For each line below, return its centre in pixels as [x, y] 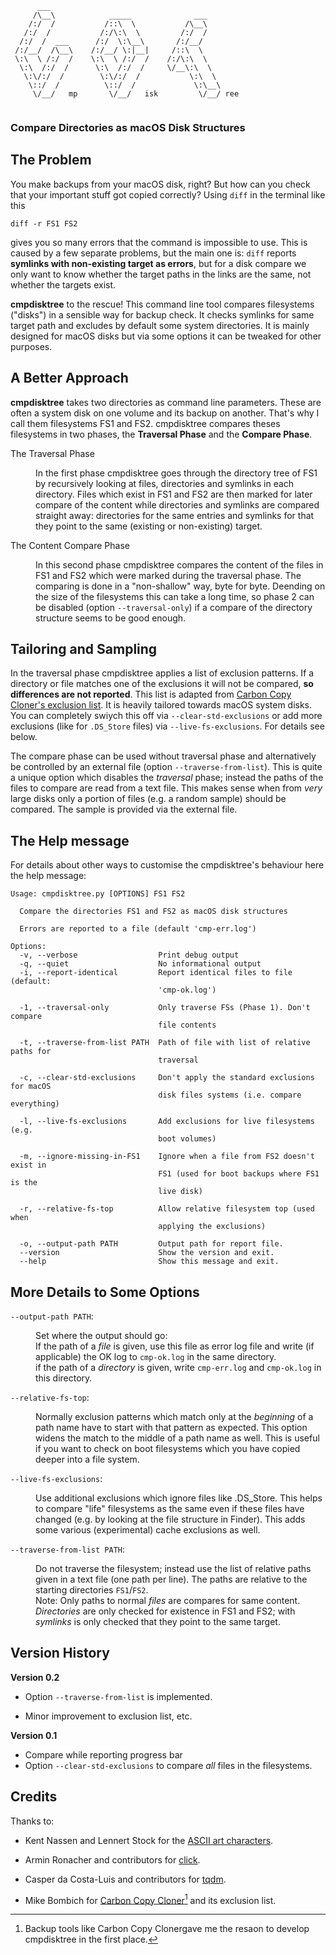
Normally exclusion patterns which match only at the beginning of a [174, 1416]
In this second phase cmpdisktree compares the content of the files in [179, 564]
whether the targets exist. [63, 284]
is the [24, 1183]
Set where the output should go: [101, 1335]
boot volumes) [187, 1139]
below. [24, 737]
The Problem [51, 160]
